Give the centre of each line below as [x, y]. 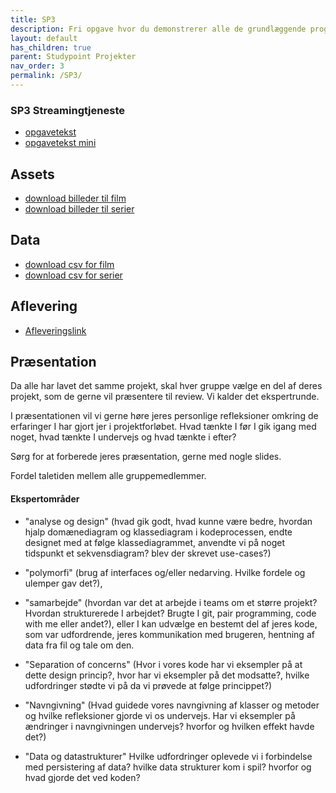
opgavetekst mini [60, 143]
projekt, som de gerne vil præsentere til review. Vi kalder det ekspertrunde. [165, 397]
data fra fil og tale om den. [79, 645]
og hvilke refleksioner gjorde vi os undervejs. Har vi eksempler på [160, 715]
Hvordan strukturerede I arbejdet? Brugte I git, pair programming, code [170, 613]
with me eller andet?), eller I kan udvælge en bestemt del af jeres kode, [171, 623]
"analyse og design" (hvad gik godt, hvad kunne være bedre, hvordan [168, 521]
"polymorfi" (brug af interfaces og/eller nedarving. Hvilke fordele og [165, 572]
